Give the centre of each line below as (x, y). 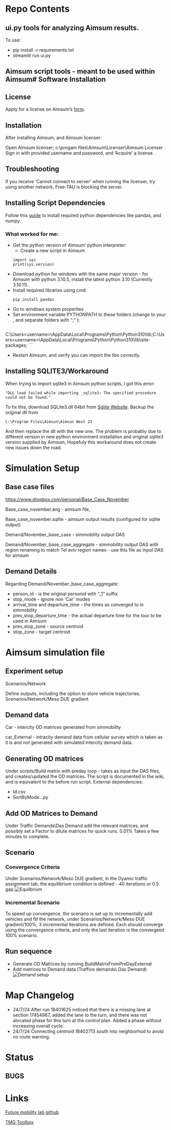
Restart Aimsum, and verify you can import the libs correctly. (77, 355)
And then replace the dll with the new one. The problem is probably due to (83, 431)
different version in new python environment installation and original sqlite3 (84, 437)
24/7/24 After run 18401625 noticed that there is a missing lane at (82, 1009)
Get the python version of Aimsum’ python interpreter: (69, 245)
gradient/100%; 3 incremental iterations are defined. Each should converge (84, 924)
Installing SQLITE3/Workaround (57, 371)
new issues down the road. (34, 447)
